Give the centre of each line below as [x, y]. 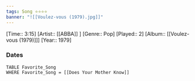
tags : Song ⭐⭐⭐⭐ [27, 11]
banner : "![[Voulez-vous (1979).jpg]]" [55, 17]
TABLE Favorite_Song [31, 67]
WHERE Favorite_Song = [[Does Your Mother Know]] [68, 72]
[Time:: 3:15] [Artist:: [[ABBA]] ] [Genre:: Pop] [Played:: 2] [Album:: [86, 33]
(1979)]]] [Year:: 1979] [45, 40]
